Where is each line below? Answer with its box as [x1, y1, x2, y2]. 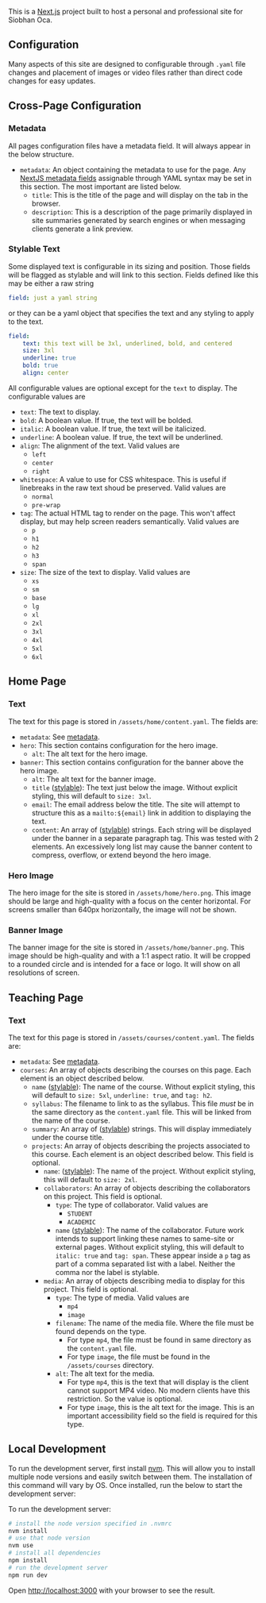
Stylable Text [8, 244, 61, 255]
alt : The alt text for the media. [55, 1369, 155, 1378]
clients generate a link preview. [31, 224, 133, 233]
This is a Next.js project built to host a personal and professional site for [8, 7, 244, 16]
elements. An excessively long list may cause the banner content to [31, 842, 253, 851]
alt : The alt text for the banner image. [31, 774, 156, 784]
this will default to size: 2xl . [43, 1174, 137, 1184]
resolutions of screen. [8, 968, 80, 977]
